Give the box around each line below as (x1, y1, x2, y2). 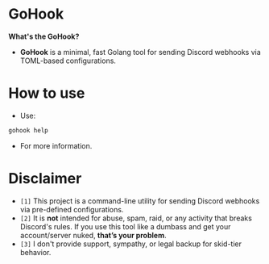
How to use (8, 84, 85, 103)
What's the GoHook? (8, 31, 80, 41)
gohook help (8, 126, 48, 134)
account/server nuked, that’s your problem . (19, 230, 167, 240)
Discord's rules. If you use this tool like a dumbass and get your (19, 221, 231, 231)
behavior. (19, 247, 52, 257)
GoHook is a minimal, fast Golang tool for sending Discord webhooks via (19, 47, 262, 57)
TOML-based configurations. (19, 56, 117, 65)
